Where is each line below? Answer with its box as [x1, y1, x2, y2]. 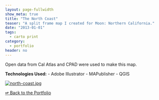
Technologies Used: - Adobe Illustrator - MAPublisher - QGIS [5, 71, 130, 77]
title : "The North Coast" [5, 16, 58, 21]
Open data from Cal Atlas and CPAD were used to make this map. [5, 61, 137, 67]
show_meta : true [5, 12, 38, 17]
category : [5, 39, 26, 44]
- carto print [9, 35, 38, 40]
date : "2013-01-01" [5, 25, 45, 30]
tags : [5, 30, 16, 35]
